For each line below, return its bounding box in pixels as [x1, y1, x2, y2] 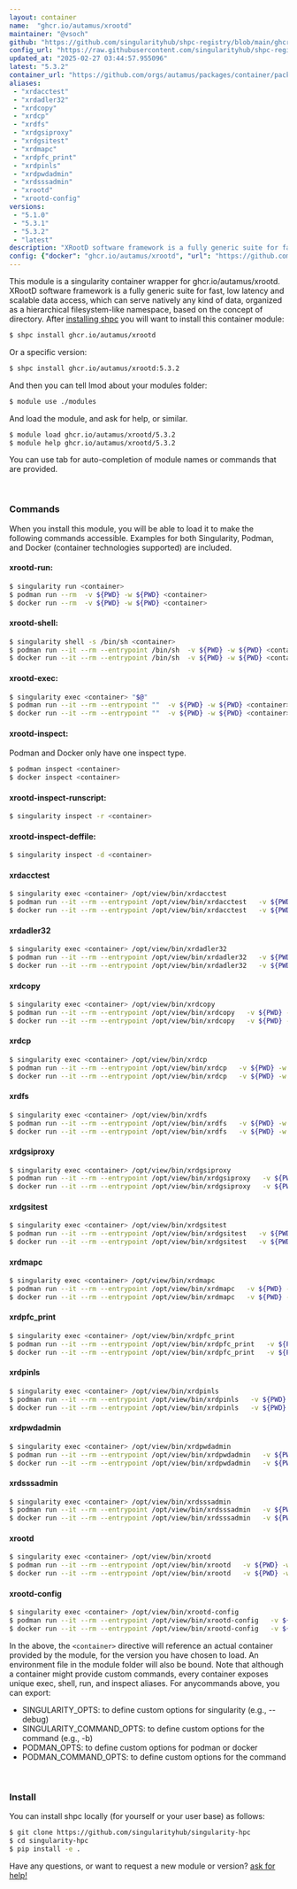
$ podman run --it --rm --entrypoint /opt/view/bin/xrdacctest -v [9, 898, 267, 907]
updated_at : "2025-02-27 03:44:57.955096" [9, 54, 168, 63]
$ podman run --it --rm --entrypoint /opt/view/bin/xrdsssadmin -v [9, 1506, 271, 1514]
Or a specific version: [9, 346, 88, 357]
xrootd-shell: [9, 617, 59, 629]
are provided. [9, 464, 58, 475]
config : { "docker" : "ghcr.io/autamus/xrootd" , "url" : [9, 252, 212, 261]
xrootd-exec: [9, 672, 59, 683]
